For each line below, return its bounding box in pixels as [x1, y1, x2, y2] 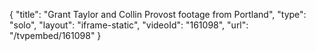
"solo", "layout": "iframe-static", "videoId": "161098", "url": [9, 19, 249, 31]
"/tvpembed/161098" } [9, 30, 102, 41]
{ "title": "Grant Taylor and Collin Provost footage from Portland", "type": [9, 9, 307, 20]
